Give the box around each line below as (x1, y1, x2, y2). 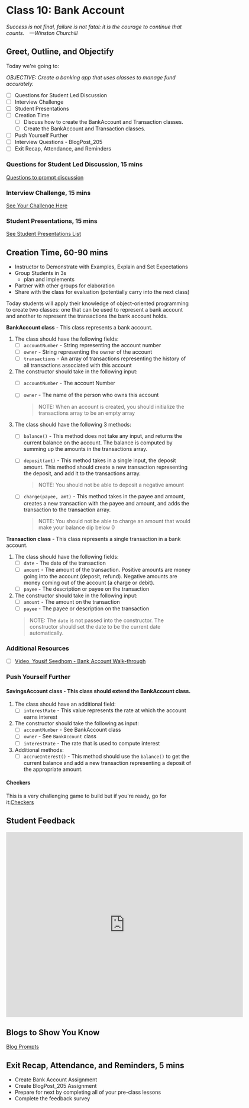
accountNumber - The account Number (23, 380, 115, 387)
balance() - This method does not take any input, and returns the (23, 433, 182, 440)
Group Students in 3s (14, 270, 67, 277)
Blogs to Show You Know (6, 1027, 100, 1037)
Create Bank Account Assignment (14, 1076, 98, 1083)
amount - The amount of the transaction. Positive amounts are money (23, 566, 191, 573)
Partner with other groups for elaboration (14, 282, 115, 289)
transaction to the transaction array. (23, 506, 111, 513)
